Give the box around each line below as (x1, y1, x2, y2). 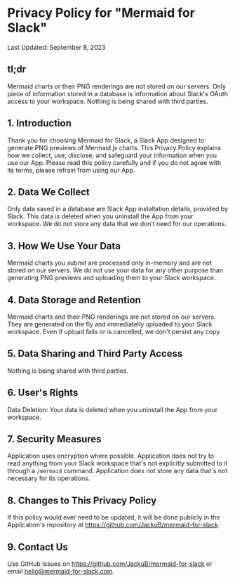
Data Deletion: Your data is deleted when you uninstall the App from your (7, 405, 218, 414)
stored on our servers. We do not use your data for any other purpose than (7, 266, 223, 275)
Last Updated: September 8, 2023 (7, 43, 106, 51)
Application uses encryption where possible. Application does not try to (7, 451, 215, 461)
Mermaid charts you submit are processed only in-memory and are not (7, 258, 213, 267)
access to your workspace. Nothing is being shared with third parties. (7, 97, 208, 105)
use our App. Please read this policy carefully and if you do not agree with (7, 158, 222, 166)
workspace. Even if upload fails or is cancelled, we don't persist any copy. (7, 328, 222, 336)
